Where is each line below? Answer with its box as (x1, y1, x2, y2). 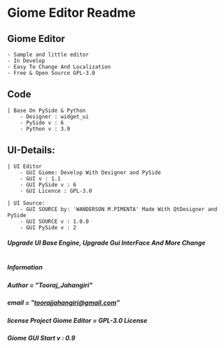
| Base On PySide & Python (7, 107, 86, 114)
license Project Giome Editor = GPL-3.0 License (7, 316, 148, 324)
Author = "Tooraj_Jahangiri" (7, 281, 93, 289)
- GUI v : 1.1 (20, 175, 61, 182)
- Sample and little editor (7, 51, 90, 58)
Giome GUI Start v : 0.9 (7, 333, 76, 342)
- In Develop (7, 57, 45, 64)
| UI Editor (7, 163, 42, 170)
